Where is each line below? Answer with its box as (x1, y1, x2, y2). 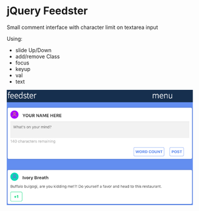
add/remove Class (15, 53, 60, 60)
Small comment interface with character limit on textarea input (6, 24, 158, 31)
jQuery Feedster (6, 4, 88, 18)
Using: (6, 35, 23, 42)
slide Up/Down (15, 46, 52, 54)
